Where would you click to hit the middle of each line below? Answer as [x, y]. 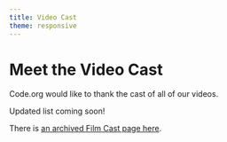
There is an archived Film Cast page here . [86, 129]
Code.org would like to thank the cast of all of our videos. [114, 94]
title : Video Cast [43, 17]
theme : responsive [43, 26]
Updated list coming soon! [57, 111]
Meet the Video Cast [86, 70]
